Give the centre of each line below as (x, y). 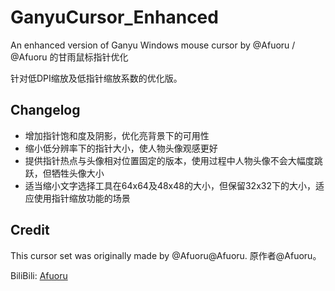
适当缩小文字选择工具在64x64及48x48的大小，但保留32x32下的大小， (170, 185)
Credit (30, 230)
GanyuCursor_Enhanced (114, 17)
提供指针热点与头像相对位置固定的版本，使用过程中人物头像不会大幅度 (169, 160)
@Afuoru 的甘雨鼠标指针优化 (69, 57)
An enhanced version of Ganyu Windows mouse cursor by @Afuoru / (153, 45)
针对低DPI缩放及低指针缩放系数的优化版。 (96, 78)
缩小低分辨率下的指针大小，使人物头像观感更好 (121, 148)
